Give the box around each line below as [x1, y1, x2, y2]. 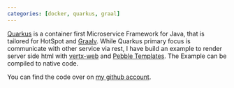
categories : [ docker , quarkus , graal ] [7, 10, 120, 17]
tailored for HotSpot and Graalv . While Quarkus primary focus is [7, 36, 191, 45]
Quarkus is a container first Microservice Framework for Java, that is [7, 29, 205, 38]
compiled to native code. [7, 59, 79, 67]
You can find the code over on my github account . [7, 73, 152, 81]
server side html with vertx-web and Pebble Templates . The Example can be [7, 52, 227, 60]
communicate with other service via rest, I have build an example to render [7, 44, 222, 52]
